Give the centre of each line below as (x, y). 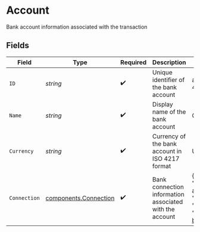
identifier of (168, 80)
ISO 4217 (166, 158)
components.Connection (80, 198)
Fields (18, 46)
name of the (169, 112)
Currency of (169, 136)
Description (169, 62)
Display (163, 104)
